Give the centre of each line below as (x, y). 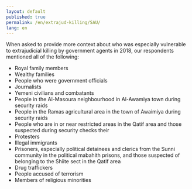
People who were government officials (61, 81)
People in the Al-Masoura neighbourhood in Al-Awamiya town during (97, 99)
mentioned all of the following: (42, 57)
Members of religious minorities (53, 180)
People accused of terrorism (49, 174)
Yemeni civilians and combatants (54, 93)
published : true (26, 17)
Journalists (28, 87)
